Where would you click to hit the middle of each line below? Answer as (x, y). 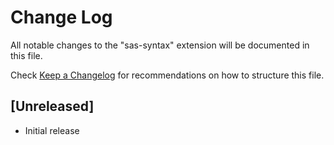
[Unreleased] (52, 106)
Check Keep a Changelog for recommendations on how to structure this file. (167, 75)
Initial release (52, 130)
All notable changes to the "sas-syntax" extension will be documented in (160, 45)
